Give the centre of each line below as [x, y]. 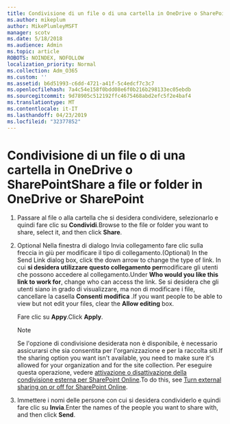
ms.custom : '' [27, 77]
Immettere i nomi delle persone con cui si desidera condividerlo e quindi [119, 400]
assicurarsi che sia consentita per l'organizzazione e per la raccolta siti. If [120, 351]
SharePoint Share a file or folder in [105, 184]
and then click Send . [46, 415]
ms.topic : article [33, 52]
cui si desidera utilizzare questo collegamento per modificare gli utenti [117, 267]
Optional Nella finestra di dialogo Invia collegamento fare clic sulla [110, 246]
